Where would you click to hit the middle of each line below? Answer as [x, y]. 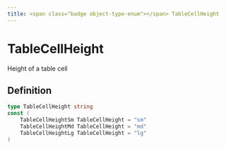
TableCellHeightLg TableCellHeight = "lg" [83, 133]
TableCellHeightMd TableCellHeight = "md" [83, 126]
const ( [19, 114]
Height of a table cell [38, 68]
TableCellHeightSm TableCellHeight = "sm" [83, 120]
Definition [29, 90]
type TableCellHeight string [50, 107]
